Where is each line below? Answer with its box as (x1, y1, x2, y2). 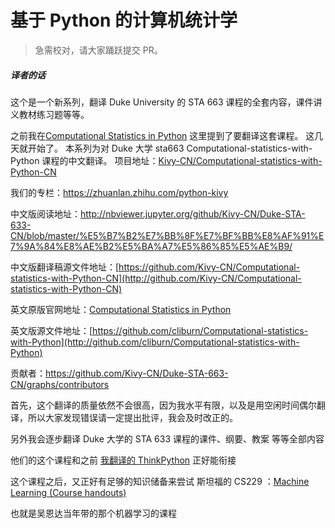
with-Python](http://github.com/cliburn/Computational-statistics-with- (10, 336, 300, 348)
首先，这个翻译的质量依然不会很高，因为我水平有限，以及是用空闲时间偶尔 (10, 399, 317, 411)
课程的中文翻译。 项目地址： (41, 154, 159, 166)
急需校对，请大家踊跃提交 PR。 (34, 44, 163, 56)
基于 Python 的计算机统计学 (10, 9, 238, 32)
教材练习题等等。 (18, 108, 90, 120)
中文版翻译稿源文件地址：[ (10, 261, 120, 273)
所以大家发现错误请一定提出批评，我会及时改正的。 (27, 411, 238, 423)
